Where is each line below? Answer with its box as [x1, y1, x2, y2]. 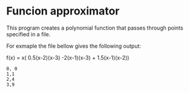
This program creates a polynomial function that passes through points [6, 24, 184, 31]
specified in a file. [6, 30, 51, 37]
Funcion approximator [6, 4, 120, 18]
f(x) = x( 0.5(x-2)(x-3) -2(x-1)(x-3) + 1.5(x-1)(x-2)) [6, 54, 130, 61]
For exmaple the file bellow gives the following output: [6, 42, 141, 50]
